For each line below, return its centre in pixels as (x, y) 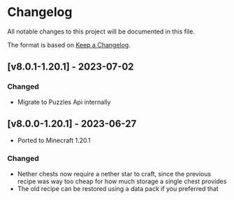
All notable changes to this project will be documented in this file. (101, 31)
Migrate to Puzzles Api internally (64, 102)
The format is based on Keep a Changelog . (69, 45)
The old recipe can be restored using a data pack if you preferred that (118, 188)
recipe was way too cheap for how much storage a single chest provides (122, 181)
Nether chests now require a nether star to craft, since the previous (114, 174)
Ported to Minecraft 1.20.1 (54, 141)
